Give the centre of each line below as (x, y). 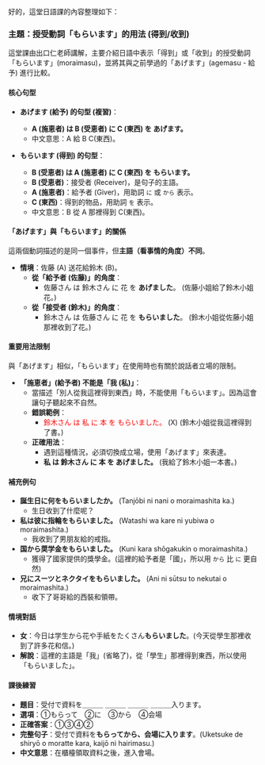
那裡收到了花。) (67, 327)
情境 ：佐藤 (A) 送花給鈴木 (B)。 (70, 267)
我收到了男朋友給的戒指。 (73, 539)
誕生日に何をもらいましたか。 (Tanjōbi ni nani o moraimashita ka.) (127, 501)
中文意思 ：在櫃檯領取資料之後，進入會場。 (89, 752)
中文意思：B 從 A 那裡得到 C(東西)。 (90, 212)
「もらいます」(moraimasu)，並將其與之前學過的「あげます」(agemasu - (127, 63)
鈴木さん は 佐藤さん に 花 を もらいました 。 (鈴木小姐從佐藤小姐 (149, 317)
